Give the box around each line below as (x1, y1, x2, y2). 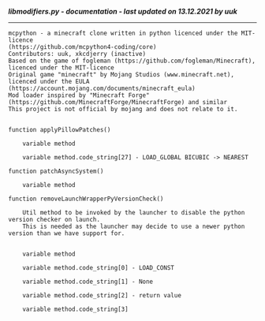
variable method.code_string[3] (22, 305, 129, 313)
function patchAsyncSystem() (8, 167, 104, 175)
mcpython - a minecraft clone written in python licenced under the (8, 29, 238, 37)
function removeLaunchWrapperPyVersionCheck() (8, 195, 164, 203)
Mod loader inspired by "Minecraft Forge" (8, 91, 150, 99)
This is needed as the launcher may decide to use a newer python (22, 222, 245, 230)
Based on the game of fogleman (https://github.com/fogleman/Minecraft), (8, 57, 256, 65)
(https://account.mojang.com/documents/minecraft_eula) (8, 84, 196, 92)
